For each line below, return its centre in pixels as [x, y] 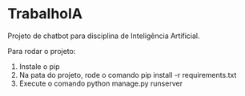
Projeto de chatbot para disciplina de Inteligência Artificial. [104, 36]
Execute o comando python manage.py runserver [101, 83]
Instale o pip [40, 66]
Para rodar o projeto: [42, 51]
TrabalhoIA [45, 14]
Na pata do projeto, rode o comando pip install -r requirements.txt [128, 75]
